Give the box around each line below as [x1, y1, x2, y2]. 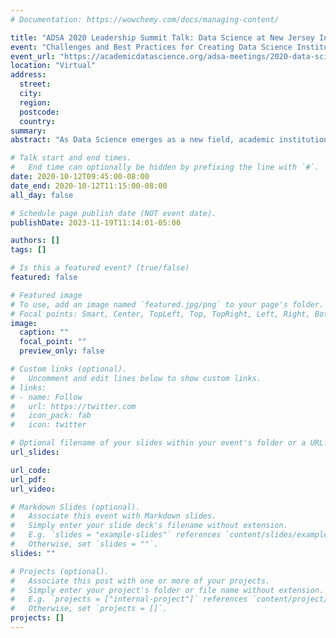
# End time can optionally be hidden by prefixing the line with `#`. [10, 162, 320, 173]
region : [19, 97, 52, 108]
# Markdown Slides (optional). [10, 502, 141, 512]
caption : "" [19, 327, 70, 338]
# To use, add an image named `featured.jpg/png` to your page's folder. [10, 299, 325, 310]
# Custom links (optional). [10, 364, 128, 374]
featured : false [10, 272, 78, 282]
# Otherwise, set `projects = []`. [10, 604, 168, 614]
